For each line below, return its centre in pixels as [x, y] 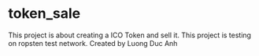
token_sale [44, 14]
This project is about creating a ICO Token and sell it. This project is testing [130, 35]
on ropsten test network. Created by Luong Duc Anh [93, 43]
